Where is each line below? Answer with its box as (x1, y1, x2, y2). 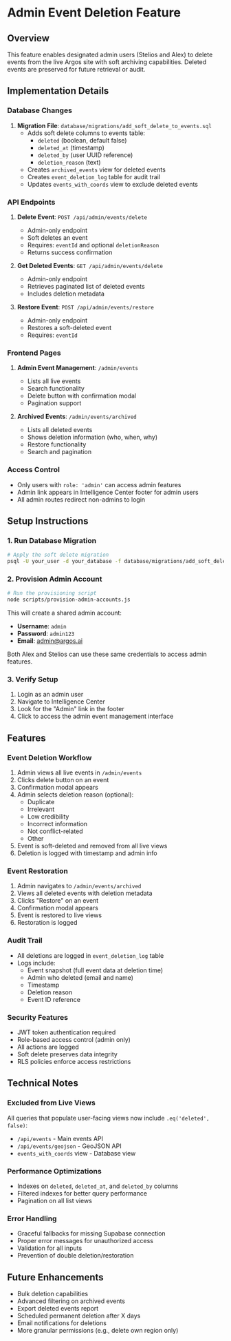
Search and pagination (27, 448, 91, 456)
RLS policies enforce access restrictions (16, 1057, 131, 1065)
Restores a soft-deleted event (27, 323, 112, 331)
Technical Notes (7, 1077, 79, 1089)
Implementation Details (7, 85, 109, 97)
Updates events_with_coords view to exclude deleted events (27, 180, 198, 188)
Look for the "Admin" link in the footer (16, 705, 125, 713)
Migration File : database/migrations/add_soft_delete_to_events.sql (16, 121, 212, 130)
